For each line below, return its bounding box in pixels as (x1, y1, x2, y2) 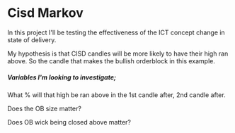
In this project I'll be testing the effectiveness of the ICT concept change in (7, 28, 225, 37)
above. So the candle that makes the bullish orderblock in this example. (7, 56, 216, 65)
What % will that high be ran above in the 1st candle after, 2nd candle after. (7, 90, 226, 99)
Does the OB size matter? (7, 104, 81, 113)
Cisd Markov (7, 5, 84, 21)
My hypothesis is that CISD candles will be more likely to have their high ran (7, 49, 229, 58)
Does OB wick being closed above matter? (7, 118, 132, 126)
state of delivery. (7, 35, 57, 44)
